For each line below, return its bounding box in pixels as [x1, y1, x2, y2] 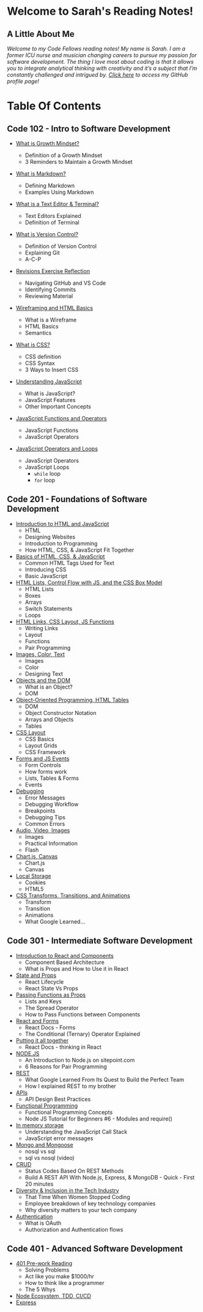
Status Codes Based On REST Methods [24, 1167, 124, 1175]
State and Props [15, 971, 57, 979]
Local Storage [15, 872, 51, 879]
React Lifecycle [24, 978, 64, 986]
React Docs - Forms [24, 1024, 76, 1031]
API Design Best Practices [24, 1095, 91, 1103]
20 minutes [24, 1180, 54, 1187]
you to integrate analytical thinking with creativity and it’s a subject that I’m [7, 64, 197, 72]
